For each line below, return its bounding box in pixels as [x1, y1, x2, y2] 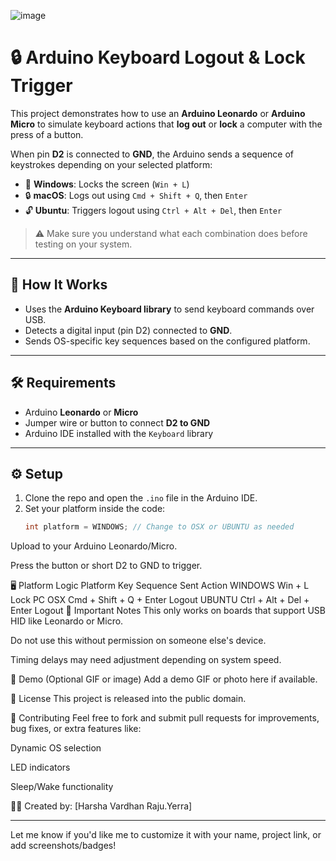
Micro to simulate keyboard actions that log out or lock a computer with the [10, 118, 323, 130]
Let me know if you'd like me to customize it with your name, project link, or [10, 829, 322, 841]
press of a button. [10, 128, 84, 140]
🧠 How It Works [10, 276, 108, 294]
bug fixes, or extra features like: [10, 723, 142, 735]
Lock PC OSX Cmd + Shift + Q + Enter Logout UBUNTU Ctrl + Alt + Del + [10, 594, 310, 606]
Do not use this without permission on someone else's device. [10, 635, 267, 647]
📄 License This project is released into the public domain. [10, 693, 247, 705]
